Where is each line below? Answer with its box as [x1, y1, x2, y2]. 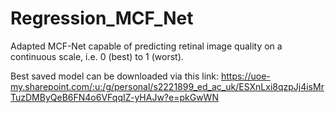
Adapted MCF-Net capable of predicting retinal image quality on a [10, 40, 283, 52]
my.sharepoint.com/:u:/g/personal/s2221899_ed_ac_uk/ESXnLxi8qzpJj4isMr [10, 80, 325, 92]
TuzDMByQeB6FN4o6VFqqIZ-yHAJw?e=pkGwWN [10, 91, 219, 103]
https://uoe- [220, 70, 271, 82]
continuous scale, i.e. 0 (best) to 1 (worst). [10, 50, 184, 62]
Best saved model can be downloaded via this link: [10, 70, 220, 82]
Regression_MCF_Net [10, 7, 194, 30]
